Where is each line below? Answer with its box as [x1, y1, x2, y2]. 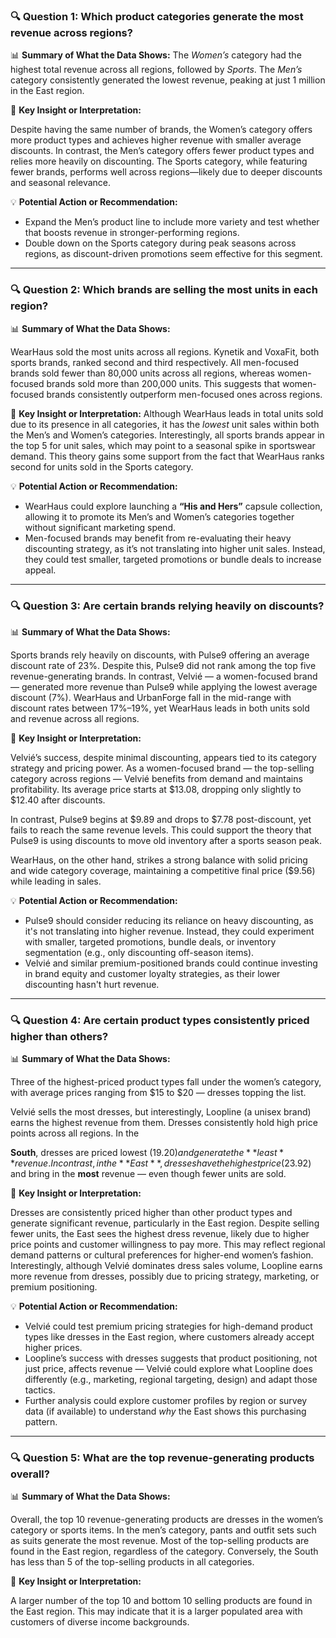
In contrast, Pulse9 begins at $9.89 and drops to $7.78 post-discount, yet [10, 813, 312, 825]
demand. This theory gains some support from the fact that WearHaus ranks [10, 450, 325, 462]
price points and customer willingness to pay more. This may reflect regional [10, 1239, 326, 1251]
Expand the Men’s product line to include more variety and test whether [24, 216, 320, 228]
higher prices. [24, 1342, 83, 1354]
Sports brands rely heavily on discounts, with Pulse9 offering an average [10, 649, 310, 661]
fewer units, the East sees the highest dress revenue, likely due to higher [10, 1228, 310, 1240]
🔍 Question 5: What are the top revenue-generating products [10, 1451, 315, 1465]
